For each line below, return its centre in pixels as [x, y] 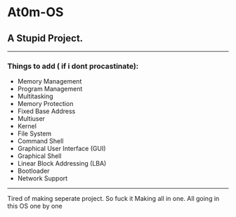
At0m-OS [35, 12]
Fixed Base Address [46, 111]
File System [34, 133]
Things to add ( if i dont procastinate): [73, 66]
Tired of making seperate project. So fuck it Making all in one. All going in [113, 199]
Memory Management [50, 81]
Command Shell [40, 141]
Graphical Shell [39, 156]
